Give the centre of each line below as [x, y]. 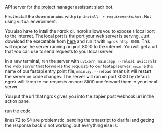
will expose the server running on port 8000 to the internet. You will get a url [81, 46]
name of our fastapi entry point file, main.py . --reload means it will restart [78, 71]
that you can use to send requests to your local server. [59, 51]
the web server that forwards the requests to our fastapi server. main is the [79, 66]
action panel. [18, 101]
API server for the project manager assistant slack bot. [59, 7]
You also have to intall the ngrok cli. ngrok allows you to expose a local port [80, 31]
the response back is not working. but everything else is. [61, 125]
